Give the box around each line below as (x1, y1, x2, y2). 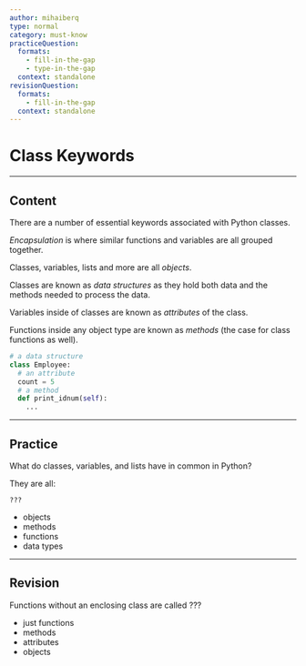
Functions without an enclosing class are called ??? (9, 600, 202, 610)
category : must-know (9, 30, 88, 39)
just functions (22, 617, 75, 628)
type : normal (9, 22, 59, 31)
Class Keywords (9, 146, 135, 166)
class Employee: (9, 360, 71, 369)
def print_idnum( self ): (17, 394, 107, 403)
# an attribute (17, 368, 76, 378)
